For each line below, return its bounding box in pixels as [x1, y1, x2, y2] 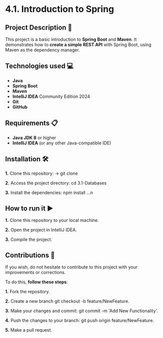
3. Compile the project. [5, 237, 52, 243]
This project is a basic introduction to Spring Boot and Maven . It [5, 36, 137, 42]
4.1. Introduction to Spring [5, 3, 114, 15]
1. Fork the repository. [5, 289, 50, 295]
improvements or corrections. [5, 270, 66, 275]
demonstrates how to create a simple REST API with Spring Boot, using [5, 42, 152, 48]
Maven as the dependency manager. [5, 47, 81, 53]
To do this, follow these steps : [5, 279, 68, 285]
